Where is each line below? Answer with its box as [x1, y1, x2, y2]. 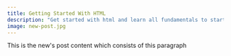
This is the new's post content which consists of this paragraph [7, 42, 187, 50]
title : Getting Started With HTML [7, 10, 107, 17]
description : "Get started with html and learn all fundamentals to [7, 16, 208, 23]
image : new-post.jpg [7, 23, 67, 29]
